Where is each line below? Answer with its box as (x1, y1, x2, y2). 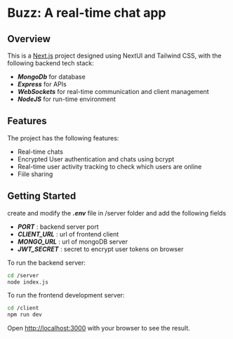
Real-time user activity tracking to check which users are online (17, 162, 202, 171)
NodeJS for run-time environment (17, 95, 116, 103)
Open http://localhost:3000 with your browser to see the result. (7, 324, 191, 333)
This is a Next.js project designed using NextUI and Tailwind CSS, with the (7, 51, 222, 60)
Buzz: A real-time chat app (7, 5, 166, 21)
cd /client (7, 305, 39, 312)
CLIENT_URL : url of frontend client (17, 230, 119, 238)
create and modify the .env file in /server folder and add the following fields (7, 208, 227, 217)
